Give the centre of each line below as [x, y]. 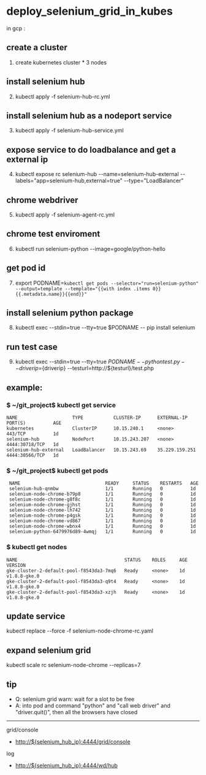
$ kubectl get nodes [37, 547]
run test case [32, 347]
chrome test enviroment [53, 234]
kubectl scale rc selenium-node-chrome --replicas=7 [74, 665]
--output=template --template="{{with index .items [82, 289]
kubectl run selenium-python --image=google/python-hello [90, 249]
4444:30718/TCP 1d [33, 444]
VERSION [16, 565]
